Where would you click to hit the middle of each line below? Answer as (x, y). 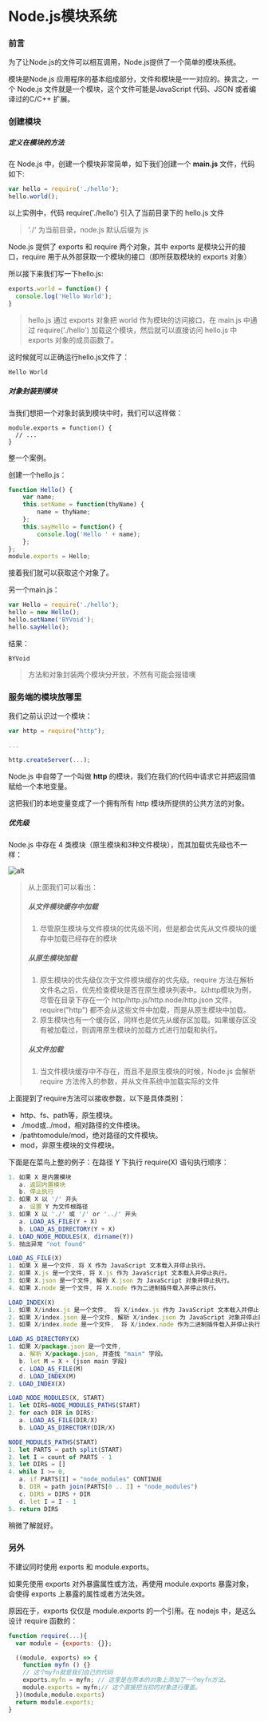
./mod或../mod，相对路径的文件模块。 (82, 1125)
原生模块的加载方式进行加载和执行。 (162, 1029)
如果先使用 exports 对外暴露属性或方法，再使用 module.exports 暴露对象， (131, 1584)
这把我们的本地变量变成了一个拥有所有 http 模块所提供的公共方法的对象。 (128, 803)
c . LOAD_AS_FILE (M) (51, 1369)
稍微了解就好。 (33, 1525)
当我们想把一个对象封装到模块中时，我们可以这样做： (96, 413)
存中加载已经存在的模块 (78, 938)
